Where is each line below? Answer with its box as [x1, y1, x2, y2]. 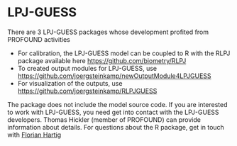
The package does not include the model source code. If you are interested [7, 100, 228, 108]
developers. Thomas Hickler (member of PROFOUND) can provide [7, 115, 201, 124]
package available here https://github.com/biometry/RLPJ [17, 56, 187, 64]
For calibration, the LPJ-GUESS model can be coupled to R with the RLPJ [17, 49, 231, 57]
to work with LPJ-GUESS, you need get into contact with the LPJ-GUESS [7, 108, 219, 116]
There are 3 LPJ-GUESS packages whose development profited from [7, 28, 209, 36]
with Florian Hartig [7, 130, 62, 139]
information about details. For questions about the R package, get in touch [7, 123, 225, 131]
